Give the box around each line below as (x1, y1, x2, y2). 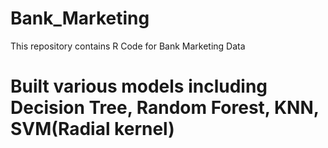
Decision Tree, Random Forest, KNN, (10, 97, 320, 119)
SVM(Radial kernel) (10, 118, 175, 141)
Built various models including (10, 75, 268, 98)
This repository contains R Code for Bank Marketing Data (10, 40, 246, 52)
